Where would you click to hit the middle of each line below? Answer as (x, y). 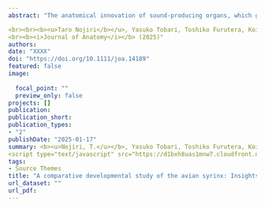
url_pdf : (22, 190)
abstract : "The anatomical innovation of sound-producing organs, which (130, 15)
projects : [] (30, 103)
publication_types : (40, 125)
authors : (22, 44)
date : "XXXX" (30, 52)
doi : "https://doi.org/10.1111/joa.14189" (79, 59)
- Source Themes (35, 169)
